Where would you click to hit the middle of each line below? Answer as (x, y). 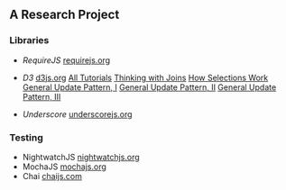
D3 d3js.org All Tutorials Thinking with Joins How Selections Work (145, 77)
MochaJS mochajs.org (64, 167)
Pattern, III (42, 96)
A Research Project (65, 15)
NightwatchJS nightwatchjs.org (81, 157)
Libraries (29, 41)
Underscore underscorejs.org (77, 114)
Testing (26, 137)
